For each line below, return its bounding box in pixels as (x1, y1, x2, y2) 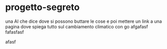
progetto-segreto (5, 2, 80, 13)
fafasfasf (5, 29, 24, 35)
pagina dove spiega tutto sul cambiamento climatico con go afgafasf (5, 23, 148, 29)
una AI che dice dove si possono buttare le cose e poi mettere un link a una (5, 18, 162, 24)
